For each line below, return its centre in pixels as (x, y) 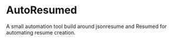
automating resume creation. (41, 32)
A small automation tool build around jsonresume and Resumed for (86, 26)
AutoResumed (42, 10)
